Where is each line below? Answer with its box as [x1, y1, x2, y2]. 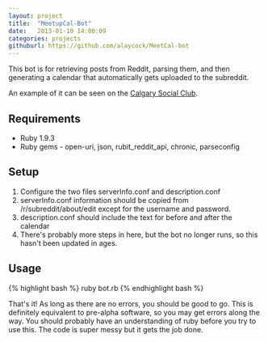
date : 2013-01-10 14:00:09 [8, 27, 107, 35]
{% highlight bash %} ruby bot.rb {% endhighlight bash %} [8, 283, 204, 293]
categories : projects [8, 34, 82, 43]
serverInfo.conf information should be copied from [19, 195, 189, 205]
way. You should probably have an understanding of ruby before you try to [8, 316, 257, 326]
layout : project [8, 11, 63, 20]
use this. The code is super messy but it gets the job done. [8, 324, 203, 334]
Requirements [8, 112, 81, 125]
